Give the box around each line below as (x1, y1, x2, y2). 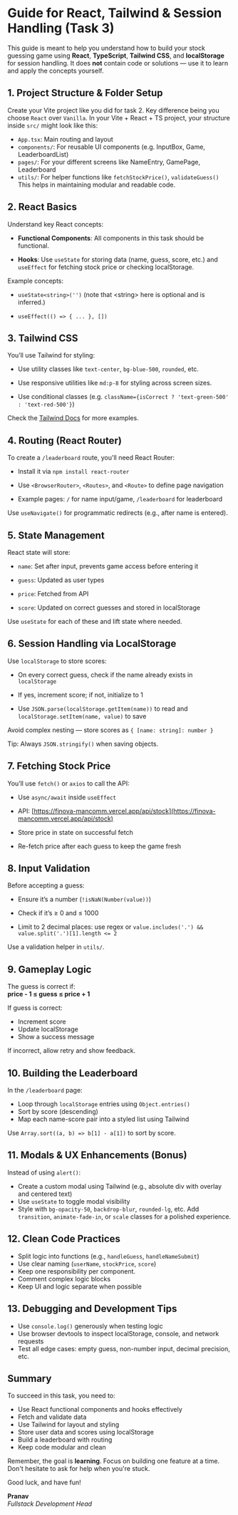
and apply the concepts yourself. (7, 66, 104, 75)
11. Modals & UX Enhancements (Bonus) (7, 1149, 187, 1162)
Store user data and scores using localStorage (17, 1428, 155, 1437)
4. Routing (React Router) (7, 434, 123, 447)
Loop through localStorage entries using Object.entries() (17, 1100, 190, 1108)
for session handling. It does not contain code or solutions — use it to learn (7, 58, 229, 67)
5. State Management (7, 529, 105, 541)
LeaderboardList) (17, 150, 69, 158)
